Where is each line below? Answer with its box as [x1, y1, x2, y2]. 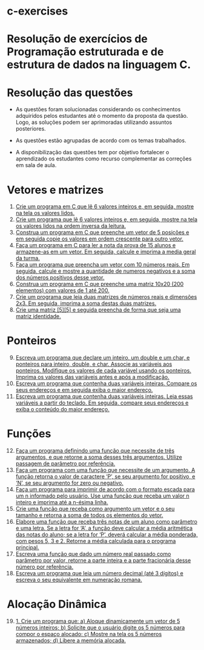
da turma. [15, 255, 40, 262]
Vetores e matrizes [7, 183, 104, 197]
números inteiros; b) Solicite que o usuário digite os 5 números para [15, 624, 185, 631]
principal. [15, 544, 39, 551]
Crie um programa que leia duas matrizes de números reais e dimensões [15, 293, 197, 301]
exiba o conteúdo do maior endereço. [15, 406, 110, 413]
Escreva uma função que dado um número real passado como [15, 550, 171, 558]
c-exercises [7, 4, 68, 18]
